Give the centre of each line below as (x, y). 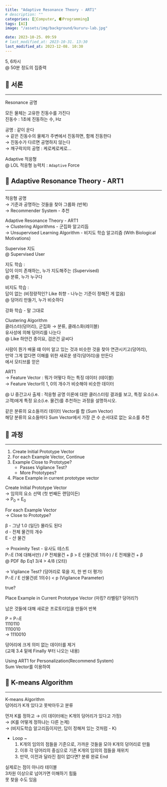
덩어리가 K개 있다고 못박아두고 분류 (39, 705)
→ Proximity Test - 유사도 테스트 (37, 548)
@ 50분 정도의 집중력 (26, 67)
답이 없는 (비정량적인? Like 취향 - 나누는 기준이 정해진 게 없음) (65, 294)
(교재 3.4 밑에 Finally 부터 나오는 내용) (42, 651)
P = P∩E (14, 618)
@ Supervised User (25, 254)
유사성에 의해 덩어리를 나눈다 (33, 333)
